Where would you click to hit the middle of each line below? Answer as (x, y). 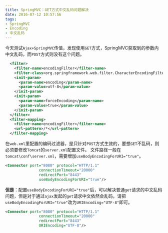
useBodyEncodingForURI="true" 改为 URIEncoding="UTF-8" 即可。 (69, 202)
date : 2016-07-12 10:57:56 (33, 14)
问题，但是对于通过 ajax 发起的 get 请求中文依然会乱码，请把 (66, 196)
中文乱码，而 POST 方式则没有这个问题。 (45, 54)
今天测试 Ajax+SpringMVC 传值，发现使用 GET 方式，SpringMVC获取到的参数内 (82, 48)
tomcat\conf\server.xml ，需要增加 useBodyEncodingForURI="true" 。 (74, 156)
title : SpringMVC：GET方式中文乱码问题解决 (47, 10)
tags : (11, 19)
